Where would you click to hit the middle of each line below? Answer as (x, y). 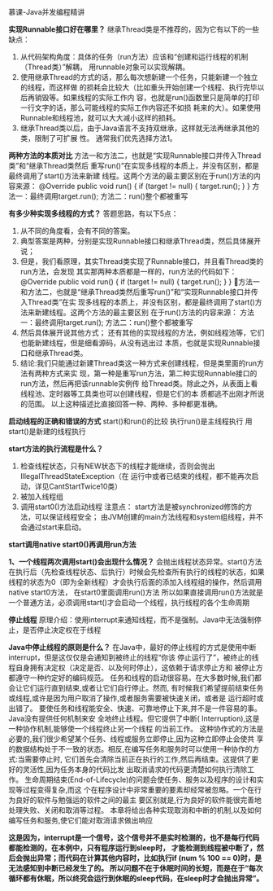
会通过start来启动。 (53, 527)
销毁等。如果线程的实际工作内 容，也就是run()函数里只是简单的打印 (147, 97)
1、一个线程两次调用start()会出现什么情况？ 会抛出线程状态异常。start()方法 (135, 562)
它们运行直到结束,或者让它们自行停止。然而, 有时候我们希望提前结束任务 (143, 688)
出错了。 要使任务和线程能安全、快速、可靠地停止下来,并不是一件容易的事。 (135, 708)
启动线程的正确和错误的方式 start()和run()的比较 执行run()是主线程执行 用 (131, 421)
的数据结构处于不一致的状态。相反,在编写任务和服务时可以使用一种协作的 (131, 749)
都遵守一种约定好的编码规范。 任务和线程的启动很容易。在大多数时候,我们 (131, 678)
